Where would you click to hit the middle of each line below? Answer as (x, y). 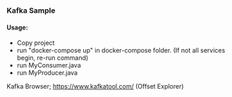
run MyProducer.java (47, 73)
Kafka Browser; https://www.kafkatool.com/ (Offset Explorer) (95, 86)
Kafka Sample (31, 11)
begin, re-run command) (53, 58)
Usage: (18, 27)
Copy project (36, 43)
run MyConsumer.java (49, 65)
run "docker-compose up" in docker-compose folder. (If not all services (121, 51)
